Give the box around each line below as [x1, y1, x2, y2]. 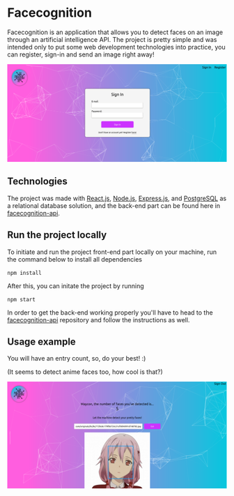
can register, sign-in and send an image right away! [7, 50, 155, 59]
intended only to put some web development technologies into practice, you [7, 43, 226, 51]
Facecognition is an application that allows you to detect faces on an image [7, 28, 224, 36]
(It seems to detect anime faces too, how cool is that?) [7, 368, 164, 376]
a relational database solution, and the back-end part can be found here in [7, 201, 221, 210]
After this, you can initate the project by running [7, 281, 144, 290]
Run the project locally [7, 229, 107, 241]
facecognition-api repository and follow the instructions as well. [7, 315, 190, 324]
